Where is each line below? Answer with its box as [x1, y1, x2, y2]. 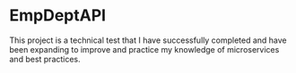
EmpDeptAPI [9, 5, 106, 26]
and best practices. [9, 53, 81, 64]
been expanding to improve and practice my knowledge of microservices [9, 44, 280, 54]
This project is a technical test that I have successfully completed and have [9, 35, 287, 45]
